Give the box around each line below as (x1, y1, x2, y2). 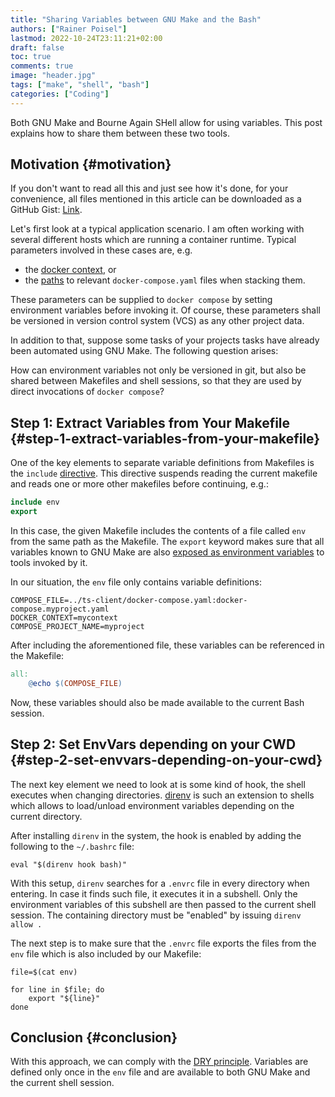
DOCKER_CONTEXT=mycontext (10, 613, 118, 623)
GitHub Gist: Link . (10, 204, 83, 216)
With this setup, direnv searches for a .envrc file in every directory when (10, 877, 310, 889)
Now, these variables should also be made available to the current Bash (10, 696, 305, 708)
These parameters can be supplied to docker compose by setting (10, 294, 273, 306)
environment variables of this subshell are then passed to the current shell (10, 898, 317, 910)
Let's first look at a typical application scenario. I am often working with (10, 223, 305, 235)
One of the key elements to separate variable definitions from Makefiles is (10, 457, 315, 469)
